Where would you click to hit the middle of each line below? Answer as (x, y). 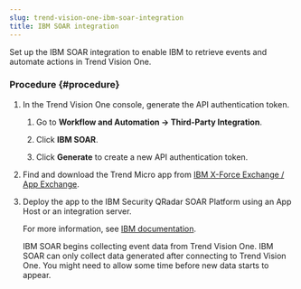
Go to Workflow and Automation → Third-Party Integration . (149, 122)
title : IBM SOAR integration (64, 26)
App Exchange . (51, 184)
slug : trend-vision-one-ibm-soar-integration (96, 18)
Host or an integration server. (77, 211)
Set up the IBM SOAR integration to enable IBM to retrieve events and (138, 51)
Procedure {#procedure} (65, 85)
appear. (37, 275)
